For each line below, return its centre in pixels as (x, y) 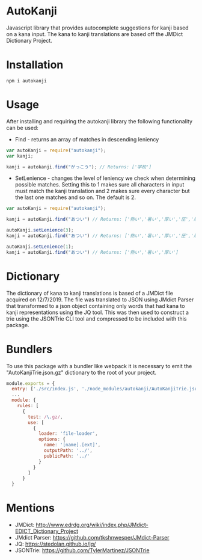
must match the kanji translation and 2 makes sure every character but (103, 191)
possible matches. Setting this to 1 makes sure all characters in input (99, 185)
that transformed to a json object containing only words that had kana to (96, 306)
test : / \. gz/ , (45, 417)
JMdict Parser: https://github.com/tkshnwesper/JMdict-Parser (92, 538)
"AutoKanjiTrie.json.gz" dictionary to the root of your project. (81, 372)
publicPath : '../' (67, 456)
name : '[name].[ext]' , (72, 445)
